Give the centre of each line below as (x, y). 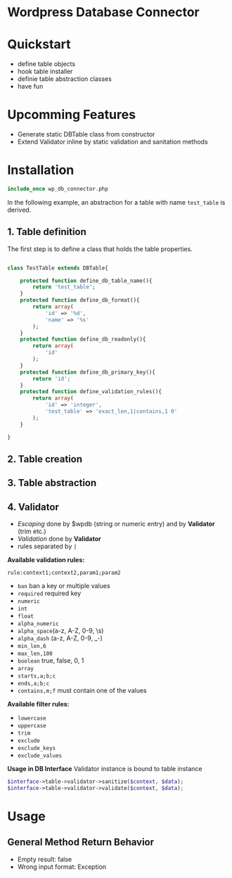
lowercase (32, 718)
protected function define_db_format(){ (80, 300)
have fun (30, 87)
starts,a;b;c (37, 676)
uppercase (32, 726)
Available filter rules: (38, 704)
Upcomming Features (71, 115)
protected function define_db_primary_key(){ (88, 372)
